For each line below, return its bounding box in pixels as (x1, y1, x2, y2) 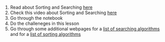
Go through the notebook (10, 15, 63, 21)
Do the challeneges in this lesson (10, 20, 79, 26)
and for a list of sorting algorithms (10, 31, 81, 37)
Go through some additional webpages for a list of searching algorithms (10, 26, 160, 32)
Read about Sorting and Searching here (10, 5, 93, 10)
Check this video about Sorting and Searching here (10, 10, 117, 16)
